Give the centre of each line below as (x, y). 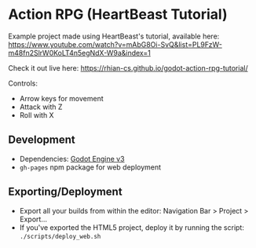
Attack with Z (41, 107)
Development (42, 140)
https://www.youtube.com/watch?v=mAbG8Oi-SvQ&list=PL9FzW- (115, 44)
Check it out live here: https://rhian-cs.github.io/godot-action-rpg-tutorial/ (128, 67)
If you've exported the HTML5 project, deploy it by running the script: (132, 227)
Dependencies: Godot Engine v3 (72, 159)
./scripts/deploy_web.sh (60, 236)
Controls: (23, 83)
